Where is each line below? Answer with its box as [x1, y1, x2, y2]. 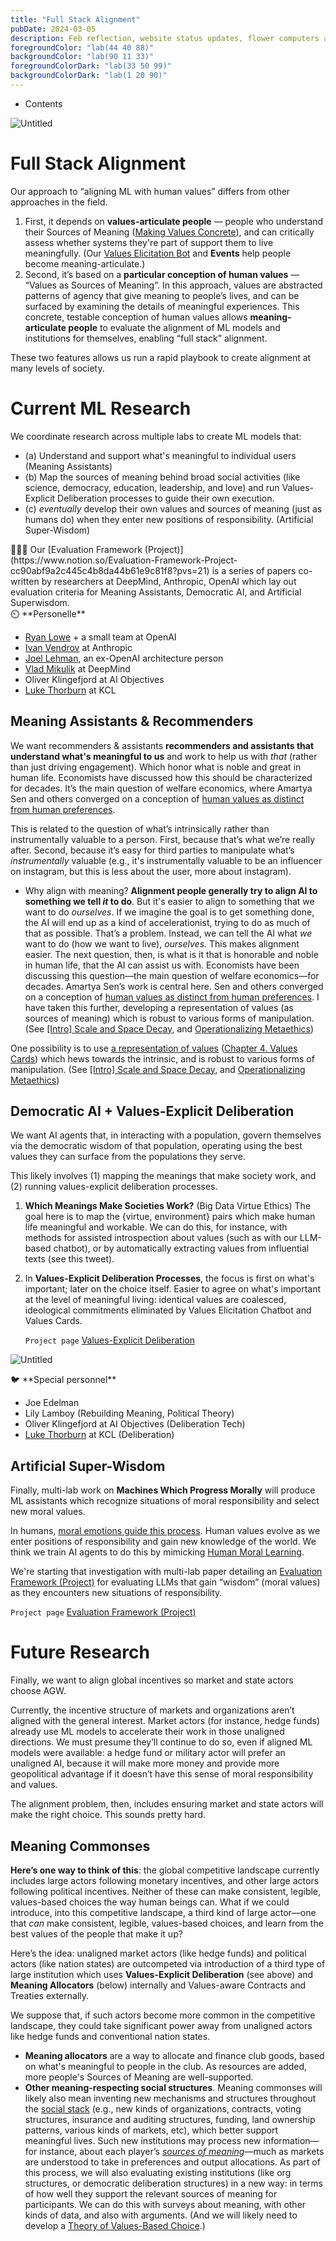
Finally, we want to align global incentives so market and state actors [10, 1674, 294, 1686]
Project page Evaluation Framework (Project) [10, 1606, 197, 1618]
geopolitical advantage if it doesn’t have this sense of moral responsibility [10, 1768, 314, 1780]
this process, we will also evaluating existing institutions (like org [24, 2166, 292, 2178]
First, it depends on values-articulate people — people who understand [24, 215, 324, 227]
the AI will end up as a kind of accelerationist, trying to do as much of [24, 916, 311, 928]
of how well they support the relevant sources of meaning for [24, 2187, 278, 2200]
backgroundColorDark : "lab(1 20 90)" [10, 71, 168, 81]
